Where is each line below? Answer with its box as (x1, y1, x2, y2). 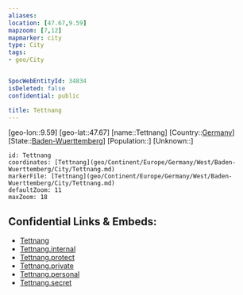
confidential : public (8, 92, 80, 100)
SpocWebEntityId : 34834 (8, 77, 87, 85)
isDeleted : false (8, 84, 66, 92)
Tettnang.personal (19, 270, 80, 279)
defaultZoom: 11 (8, 186, 62, 194)
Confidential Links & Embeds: (8, 215, 157, 228)
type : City (8, 41, 44, 49)
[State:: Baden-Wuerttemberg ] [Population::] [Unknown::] (8, 136, 194, 146)
